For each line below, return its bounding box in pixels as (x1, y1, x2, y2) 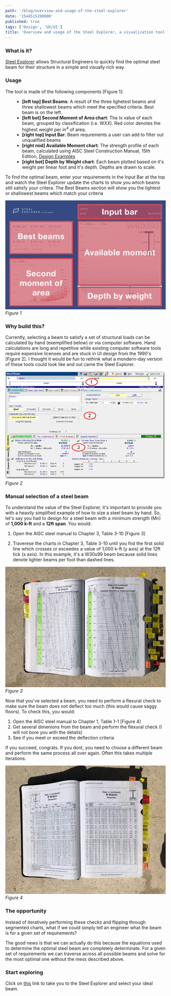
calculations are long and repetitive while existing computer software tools (5, 345, 161, 351)
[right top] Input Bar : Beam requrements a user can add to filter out (22, 132, 164, 138)
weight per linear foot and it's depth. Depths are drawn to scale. (22, 164, 156, 170)
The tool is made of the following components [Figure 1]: (5, 88, 124, 94)
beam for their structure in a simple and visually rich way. (5, 64, 126, 70)
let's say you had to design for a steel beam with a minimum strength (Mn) (5, 515, 161, 521)
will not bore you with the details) (12, 729, 82, 736)
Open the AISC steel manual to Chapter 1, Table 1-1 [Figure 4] (12, 719, 141, 725)
